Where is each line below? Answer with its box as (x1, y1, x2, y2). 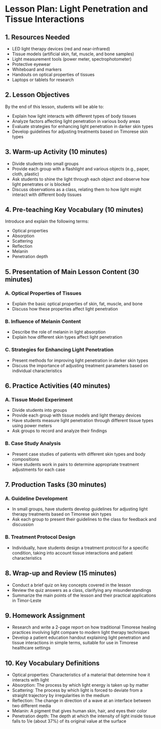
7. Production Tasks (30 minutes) (5, 481, 107, 489)
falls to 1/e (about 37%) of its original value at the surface (12, 718, 127, 724)
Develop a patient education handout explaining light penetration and (12, 634, 150, 641)
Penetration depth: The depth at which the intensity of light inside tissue (12, 713, 156, 719)
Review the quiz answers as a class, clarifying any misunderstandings (12, 587, 151, 593)
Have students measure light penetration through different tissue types (12, 418, 154, 423)
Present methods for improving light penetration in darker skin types (12, 357, 148, 363)
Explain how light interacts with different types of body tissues (12, 113, 136, 119)
